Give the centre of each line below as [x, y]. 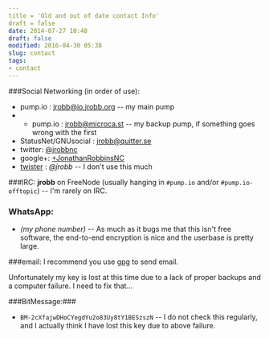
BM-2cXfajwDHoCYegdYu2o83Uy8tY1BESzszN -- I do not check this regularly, [139, 317]
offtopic [23, 191]
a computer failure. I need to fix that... [71, 286]
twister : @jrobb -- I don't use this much [86, 167]
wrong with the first [64, 132]
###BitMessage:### [42, 302]
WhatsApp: [31, 212]
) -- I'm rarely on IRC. [72, 191]
